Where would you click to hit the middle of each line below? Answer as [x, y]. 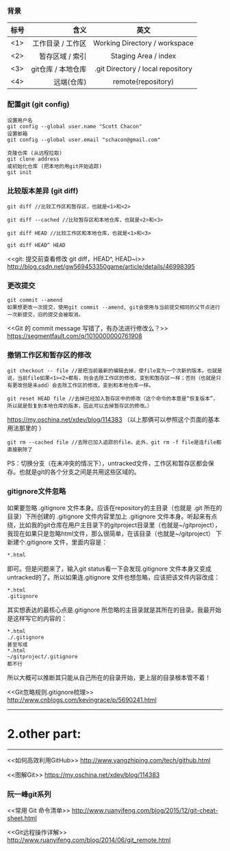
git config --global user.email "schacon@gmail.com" [84, 140]
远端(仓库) [70, 82]
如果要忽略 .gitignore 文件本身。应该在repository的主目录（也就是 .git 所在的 [115, 507]
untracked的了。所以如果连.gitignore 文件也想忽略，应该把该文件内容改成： [114, 577]
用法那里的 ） [26, 428]
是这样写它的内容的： [37, 618]
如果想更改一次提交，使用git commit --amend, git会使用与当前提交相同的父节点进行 [114, 308]
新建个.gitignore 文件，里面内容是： [57, 542]
